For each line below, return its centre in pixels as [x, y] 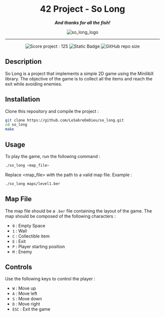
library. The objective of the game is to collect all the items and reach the [79, 79]
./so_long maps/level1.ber [33, 184]
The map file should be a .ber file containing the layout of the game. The [79, 211]
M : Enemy [22, 252]
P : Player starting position [39, 246]
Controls [19, 267]
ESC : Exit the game [31, 309]
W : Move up [24, 289]
